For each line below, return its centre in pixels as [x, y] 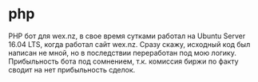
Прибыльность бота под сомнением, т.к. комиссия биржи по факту [123, 61]
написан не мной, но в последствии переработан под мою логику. [123, 53]
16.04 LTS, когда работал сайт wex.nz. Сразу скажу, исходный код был [129, 44]
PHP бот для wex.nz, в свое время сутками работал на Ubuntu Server [127, 36]
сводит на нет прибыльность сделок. [72, 69]
